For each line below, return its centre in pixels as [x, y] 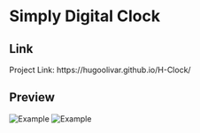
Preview [32, 97]
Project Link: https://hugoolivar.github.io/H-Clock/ [100, 70]
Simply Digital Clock [85, 16]
